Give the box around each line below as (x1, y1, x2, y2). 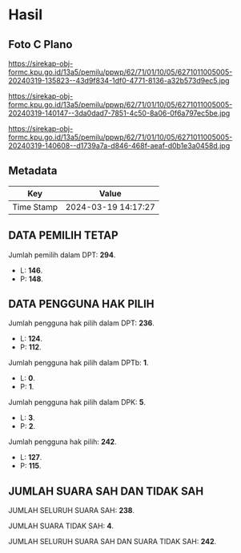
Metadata (8, 164, 58, 178)
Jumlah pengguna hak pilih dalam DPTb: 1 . (8, 358, 149, 368)
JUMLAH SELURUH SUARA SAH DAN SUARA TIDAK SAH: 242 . (8, 537, 217, 547)
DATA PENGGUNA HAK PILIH (8, 297, 155, 311)
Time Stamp (12, 201, 58, 212)
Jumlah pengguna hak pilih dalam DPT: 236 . (8, 318, 155, 328)
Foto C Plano (8, 38, 73, 51)
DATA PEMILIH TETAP (8, 228, 118, 242)
